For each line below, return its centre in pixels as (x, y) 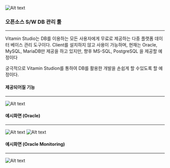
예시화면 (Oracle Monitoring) (35, 144)
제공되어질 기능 (20, 87)
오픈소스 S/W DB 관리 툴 (33, 22)
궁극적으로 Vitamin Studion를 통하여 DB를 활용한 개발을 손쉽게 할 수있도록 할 (81, 68)
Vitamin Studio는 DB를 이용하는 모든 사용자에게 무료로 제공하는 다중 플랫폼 (79, 38)
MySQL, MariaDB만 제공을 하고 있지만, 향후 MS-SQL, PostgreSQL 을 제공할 (81, 51)
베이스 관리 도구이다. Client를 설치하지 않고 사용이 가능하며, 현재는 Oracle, (84, 45)
